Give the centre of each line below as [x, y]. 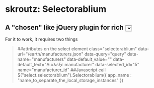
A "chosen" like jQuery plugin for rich [65, 27]
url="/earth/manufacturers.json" [50, 54]
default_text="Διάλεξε [40, 65]
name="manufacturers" [41, 59]
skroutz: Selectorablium [56, 9]
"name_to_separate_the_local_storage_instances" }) [70, 80]
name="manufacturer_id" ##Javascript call [61, 70]
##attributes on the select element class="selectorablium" [77, 49]
